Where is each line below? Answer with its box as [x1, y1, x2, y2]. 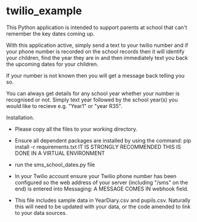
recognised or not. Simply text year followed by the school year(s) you [6, 96, 178, 103]
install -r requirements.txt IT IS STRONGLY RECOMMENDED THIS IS [14, 143, 181, 150]
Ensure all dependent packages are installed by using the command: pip [14, 137, 192, 144]
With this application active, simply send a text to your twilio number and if [6, 42, 189, 49]
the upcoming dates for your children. [6, 61, 99, 68]
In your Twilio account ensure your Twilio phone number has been [14, 172, 177, 179]
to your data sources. [14, 209, 67, 216]
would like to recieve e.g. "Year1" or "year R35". [6, 102, 123, 109]
